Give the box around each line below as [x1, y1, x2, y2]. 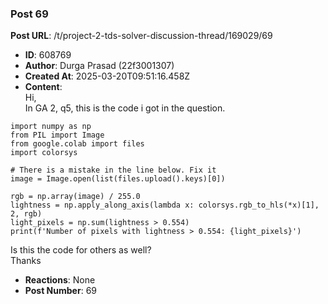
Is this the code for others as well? [10, 244, 152, 256]
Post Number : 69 [24, 285, 97, 297]
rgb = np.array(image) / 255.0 [10, 192, 141, 202]
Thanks [10, 255, 42, 267]
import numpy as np [10, 122, 92, 132]
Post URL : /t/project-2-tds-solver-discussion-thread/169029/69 [10, 30, 273, 42]
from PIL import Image [10, 130, 105, 141]
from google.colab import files [10, 139, 145, 149]
